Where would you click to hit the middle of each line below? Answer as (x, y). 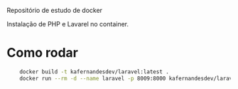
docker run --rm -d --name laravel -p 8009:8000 (93, 78)
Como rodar (43, 53)
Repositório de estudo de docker (55, 10)
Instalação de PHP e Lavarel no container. (68, 24)
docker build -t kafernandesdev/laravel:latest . (94, 72)
